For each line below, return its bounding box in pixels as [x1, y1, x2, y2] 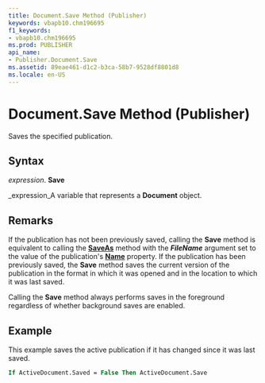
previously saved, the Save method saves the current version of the [8, 260, 230, 270]
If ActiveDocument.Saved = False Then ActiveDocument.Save [8, 369, 208, 377]
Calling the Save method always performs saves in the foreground [8, 292, 225, 302]
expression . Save [8, 176, 65, 185]
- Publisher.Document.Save [8, 56, 98, 64]
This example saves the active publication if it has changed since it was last [8, 345, 255, 354]
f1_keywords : [8, 26, 52, 34]
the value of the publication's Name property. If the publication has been [8, 252, 246, 261]
